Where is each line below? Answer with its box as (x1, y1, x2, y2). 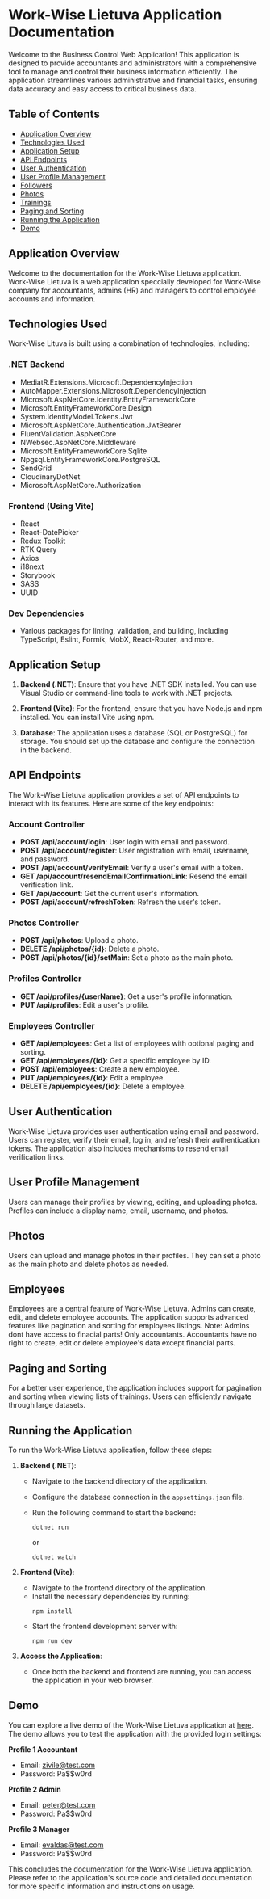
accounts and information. (8, 293, 96, 304)
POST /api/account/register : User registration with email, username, (19, 846, 250, 856)
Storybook (19, 570, 56, 579)
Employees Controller (8, 1020, 95, 1031)
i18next (19, 562, 44, 571)
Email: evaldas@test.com (19, 1840, 104, 1850)
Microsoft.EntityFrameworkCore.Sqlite (19, 446, 147, 456)
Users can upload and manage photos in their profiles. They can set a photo (8, 1250, 261, 1260)
